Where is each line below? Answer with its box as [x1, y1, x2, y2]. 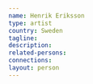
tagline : [8, 34, 38, 42]
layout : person [8, 64, 60, 72]
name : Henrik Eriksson [8, 11, 85, 20]
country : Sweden [8, 26, 63, 34]
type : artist [8, 19, 53, 27]
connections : [8, 57, 53, 65]
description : [8, 42, 53, 50]
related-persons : [8, 49, 67, 57]
